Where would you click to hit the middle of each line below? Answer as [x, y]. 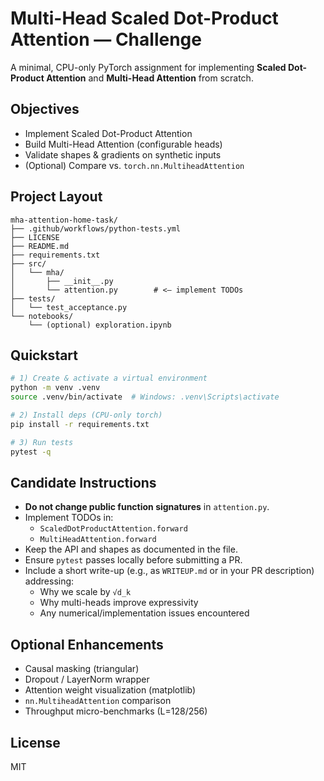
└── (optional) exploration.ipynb [100, 325]
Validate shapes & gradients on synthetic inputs [123, 154]
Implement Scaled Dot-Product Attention [108, 133]
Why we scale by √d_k [85, 592]
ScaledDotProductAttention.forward [113, 529]
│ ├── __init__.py [62, 281]
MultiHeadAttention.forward [98, 540]
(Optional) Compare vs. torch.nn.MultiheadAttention [134, 165]
